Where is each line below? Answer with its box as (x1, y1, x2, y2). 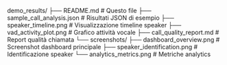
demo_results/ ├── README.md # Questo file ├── (7, 7, 152, 14)
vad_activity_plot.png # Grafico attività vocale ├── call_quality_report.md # (7, 28, 219, 36)
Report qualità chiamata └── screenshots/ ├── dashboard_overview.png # (7, 36, 220, 44)
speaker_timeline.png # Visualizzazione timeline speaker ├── (7, 21, 182, 29)
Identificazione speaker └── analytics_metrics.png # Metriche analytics (7, 50, 211, 58)
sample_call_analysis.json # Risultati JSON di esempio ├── (7, 14, 175, 22)
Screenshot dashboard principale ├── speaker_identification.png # (7, 43, 198, 51)
